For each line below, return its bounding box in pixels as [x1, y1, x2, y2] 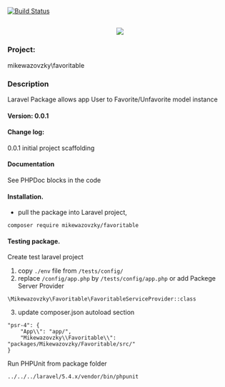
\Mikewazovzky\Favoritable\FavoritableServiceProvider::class [7, 296, 196, 303]
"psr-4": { [7, 322, 40, 329]
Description [7, 79, 49, 89]
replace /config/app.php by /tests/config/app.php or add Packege [17, 274, 216, 283]
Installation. [7, 192, 44, 201]
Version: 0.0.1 [7, 111, 49, 120]
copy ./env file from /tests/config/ [17, 266, 124, 275]
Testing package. [7, 236, 61, 246]
